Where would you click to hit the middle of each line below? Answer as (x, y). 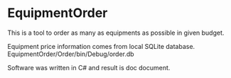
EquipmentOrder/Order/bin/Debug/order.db (71, 54)
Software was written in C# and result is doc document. (89, 67)
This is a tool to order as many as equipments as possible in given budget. (116, 33)
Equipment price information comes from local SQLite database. (101, 46)
